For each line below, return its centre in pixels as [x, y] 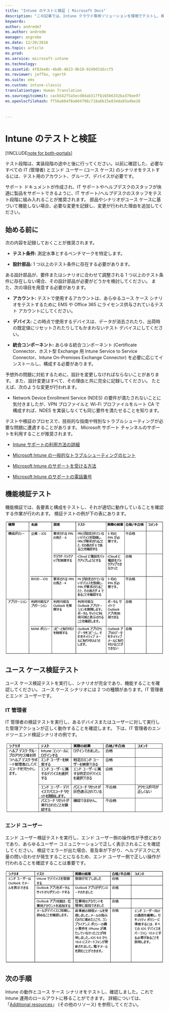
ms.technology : [21, 64]
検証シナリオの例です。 [56, 735]
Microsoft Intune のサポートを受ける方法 [54, 466]
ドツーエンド [18, 735]
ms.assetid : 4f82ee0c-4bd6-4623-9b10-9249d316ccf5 [59, 69]
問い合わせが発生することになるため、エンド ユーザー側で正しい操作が [87, 856]
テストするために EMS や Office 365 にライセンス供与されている [88, 304]
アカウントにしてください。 [47, 311]
